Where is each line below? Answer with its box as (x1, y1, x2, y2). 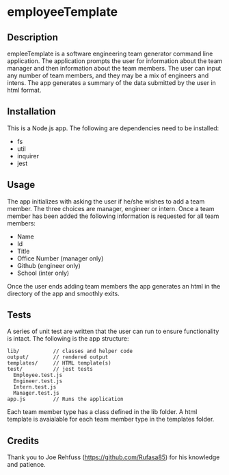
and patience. (7, 461, 46, 469)
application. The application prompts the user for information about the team (7, 57, 223, 65)
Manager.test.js (13, 390, 59, 397)
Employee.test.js (13, 372, 63, 379)
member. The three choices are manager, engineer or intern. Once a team (7, 204, 215, 212)
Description (7, 32, 58, 43)
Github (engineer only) (16, 261, 81, 269)
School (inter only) (16, 269, 70, 277)
